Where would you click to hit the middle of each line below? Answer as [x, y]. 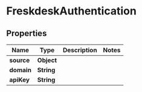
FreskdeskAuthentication [72, 11]
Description [80, 50]
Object [47, 60]
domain [21, 70]
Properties [27, 33]
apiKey [20, 80]
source [20, 60]
